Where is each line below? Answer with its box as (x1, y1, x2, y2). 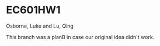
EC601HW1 (6, 3, 61, 17)
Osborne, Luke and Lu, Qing (6, 22, 74, 29)
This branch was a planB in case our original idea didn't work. (6, 33, 155, 40)
